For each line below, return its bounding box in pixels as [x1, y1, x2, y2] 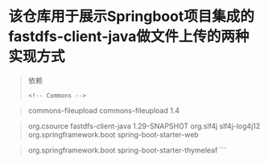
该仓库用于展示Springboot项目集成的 [8, 7, 255, 26]
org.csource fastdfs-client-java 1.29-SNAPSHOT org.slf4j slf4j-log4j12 [27, 121, 261, 131]
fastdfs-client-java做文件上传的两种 [8, 27, 249, 46]
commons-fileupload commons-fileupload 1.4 [27, 105, 179, 115]
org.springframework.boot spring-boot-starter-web [27, 129, 199, 139]
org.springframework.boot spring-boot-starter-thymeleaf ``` [27, 145, 227, 155]
